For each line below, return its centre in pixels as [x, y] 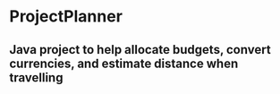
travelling [36, 77]
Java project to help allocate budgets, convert [140, 50]
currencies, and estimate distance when [124, 63]
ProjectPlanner [66, 17]
